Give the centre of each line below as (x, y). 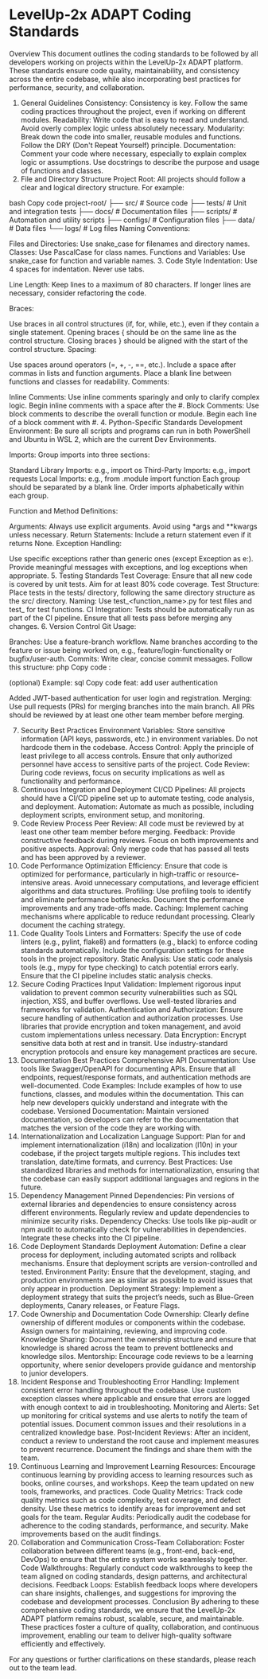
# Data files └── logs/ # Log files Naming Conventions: (99, 228)
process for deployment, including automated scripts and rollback (128, 1255)
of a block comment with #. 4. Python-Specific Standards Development (126, 422)
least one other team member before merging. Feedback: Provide (128, 832)
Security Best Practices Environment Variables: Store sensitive (123, 730)
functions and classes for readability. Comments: (89, 381)
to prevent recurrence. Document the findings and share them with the (136, 1449)
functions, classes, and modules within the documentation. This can (132, 1094)
